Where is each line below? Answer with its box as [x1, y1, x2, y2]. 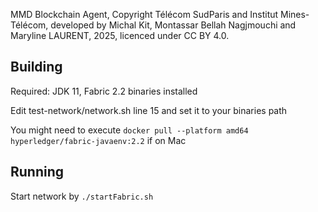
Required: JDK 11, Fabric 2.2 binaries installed [10, 85, 198, 97]
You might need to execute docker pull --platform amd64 [10, 124, 249, 136]
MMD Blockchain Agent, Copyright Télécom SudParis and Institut [10, 9, 279, 20]
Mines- [280, 9, 310, 20]
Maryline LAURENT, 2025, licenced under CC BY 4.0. [10, 30, 230, 41]
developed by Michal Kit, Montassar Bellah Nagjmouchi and [50, 19, 297, 31]
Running [10, 164, 65, 181]
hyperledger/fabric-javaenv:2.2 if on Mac [10, 134, 187, 146]
